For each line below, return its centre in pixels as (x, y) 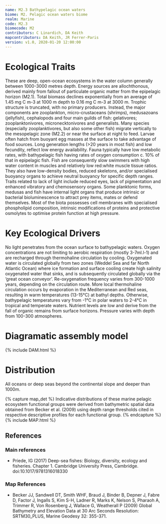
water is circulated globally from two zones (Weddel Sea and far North (77, 263)
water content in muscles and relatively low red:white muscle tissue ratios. (81, 166)
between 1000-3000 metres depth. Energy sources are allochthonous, (77, 86)
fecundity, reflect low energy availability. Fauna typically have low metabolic (83, 150)
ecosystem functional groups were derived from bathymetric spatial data (80, 404)
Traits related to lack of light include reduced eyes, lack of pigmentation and (83, 181)
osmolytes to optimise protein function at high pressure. (63, 213)
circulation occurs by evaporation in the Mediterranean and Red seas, (77, 289)
